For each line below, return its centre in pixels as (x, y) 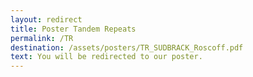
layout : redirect (46, 19)
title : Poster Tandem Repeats (73, 29)
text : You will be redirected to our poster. (106, 57)
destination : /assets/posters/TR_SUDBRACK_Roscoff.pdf (127, 47)
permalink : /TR (42, 38)
